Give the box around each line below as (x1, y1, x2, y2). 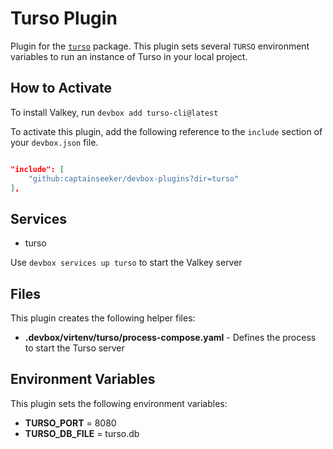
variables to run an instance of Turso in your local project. (10, 50, 248, 62)
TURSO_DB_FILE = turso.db (24, 427, 140, 439)
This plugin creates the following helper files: (10, 312, 196, 324)
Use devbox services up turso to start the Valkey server (10, 257, 243, 269)
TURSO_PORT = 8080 (24, 417, 117, 429)
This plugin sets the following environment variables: (10, 397, 228, 409)
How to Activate (10, 80, 112, 97)
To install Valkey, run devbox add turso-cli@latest (10, 106, 219, 118)
